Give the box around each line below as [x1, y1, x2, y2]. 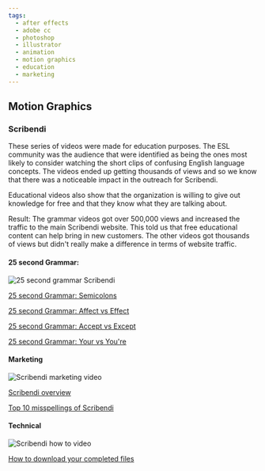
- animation [15, 48, 55, 56]
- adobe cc [15, 26, 51, 34]
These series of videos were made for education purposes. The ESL [8, 142, 231, 151]
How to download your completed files [8, 454, 134, 463]
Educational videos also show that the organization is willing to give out [8, 191, 241, 200]
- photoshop [15, 33, 55, 42]
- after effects [15, 19, 69, 27]
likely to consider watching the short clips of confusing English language [8, 158, 245, 168]
